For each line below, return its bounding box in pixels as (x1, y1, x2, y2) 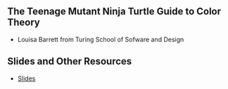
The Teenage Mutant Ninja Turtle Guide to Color (7, 6, 222, 18)
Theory (7, 17, 41, 29)
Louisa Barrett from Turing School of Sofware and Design (17, 35, 184, 43)
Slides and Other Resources (7, 55, 132, 67)
